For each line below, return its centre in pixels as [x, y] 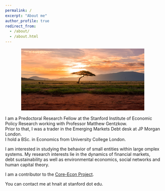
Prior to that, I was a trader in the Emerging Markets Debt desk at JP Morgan [82, 129]
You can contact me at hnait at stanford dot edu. [54, 184]
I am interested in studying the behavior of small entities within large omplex [82, 149]
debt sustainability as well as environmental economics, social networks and [83, 159]
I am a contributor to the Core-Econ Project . [50, 174]
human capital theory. [27, 165]
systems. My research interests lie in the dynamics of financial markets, [78, 154]
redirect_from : [21, 26]
